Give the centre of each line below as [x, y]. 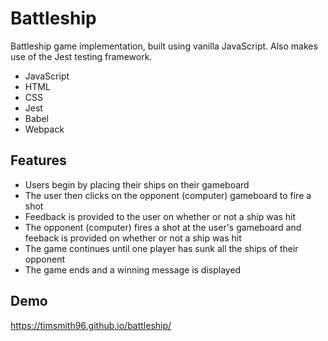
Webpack [44, 129]
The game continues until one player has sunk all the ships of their [161, 248]
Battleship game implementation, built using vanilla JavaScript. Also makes [164, 46]
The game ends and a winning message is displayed [133, 269]
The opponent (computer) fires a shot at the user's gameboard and [163, 227]
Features [38, 160]
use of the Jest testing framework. [81, 56]
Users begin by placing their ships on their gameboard [137, 184]
